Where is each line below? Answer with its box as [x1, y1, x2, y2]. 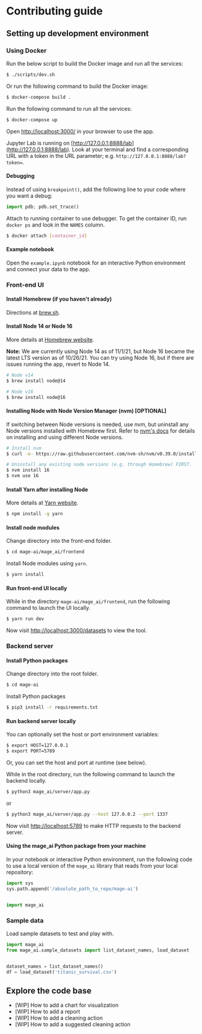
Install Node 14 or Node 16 [6, 322, 73, 330]
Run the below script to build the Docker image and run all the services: [6, 60, 183, 67]
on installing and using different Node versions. [6, 433, 123, 440]
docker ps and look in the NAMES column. [6, 221, 105, 228]
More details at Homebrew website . [6, 336, 94, 343]
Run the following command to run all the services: [6, 105, 132, 112]
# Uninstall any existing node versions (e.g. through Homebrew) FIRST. [6, 462, 192, 468]
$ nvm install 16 [6, 467, 50, 474]
